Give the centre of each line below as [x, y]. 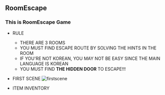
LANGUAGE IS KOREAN [44, 63]
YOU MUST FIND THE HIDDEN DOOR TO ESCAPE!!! [73, 69]
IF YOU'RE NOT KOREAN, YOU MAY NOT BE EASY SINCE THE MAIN [90, 58]
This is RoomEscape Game [38, 22]
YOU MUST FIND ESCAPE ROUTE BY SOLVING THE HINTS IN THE [88, 48]
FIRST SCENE [26, 78]
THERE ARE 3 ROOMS [43, 43]
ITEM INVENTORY [31, 88]
